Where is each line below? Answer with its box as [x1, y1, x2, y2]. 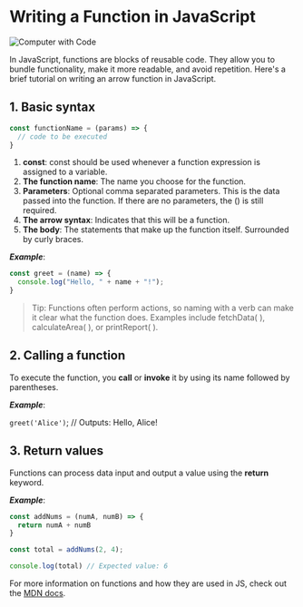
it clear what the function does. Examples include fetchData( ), [31, 312, 266, 323]
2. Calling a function [9, 348, 126, 364]
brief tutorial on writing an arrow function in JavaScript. [9, 73, 217, 83]
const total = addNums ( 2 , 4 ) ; [9, 545, 124, 554]
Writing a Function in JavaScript [9, 6, 256, 27]
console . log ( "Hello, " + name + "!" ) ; [17, 278, 165, 287]
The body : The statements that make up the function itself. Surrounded [22, 224, 289, 235]
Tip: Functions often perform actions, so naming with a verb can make [31, 302, 295, 313]
